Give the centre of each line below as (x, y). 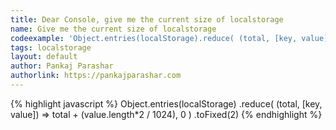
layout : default (44, 57)
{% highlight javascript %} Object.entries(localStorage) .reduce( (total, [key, (166, 103)
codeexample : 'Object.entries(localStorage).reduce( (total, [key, (154, 38)
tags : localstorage (51, 47)
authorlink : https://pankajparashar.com (96, 76)
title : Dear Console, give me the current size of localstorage (147, 19)
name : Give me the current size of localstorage (113, 29)
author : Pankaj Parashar (62, 66)
